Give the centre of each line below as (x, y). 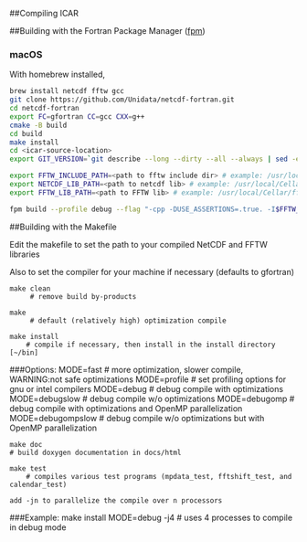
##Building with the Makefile (63, 227)
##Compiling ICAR (44, 13)
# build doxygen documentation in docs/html (95, 452)
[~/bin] (24, 352)
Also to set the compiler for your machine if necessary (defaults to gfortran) (152, 271)
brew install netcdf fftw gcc (67, 91)
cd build (26, 133)
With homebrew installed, (58, 74)
